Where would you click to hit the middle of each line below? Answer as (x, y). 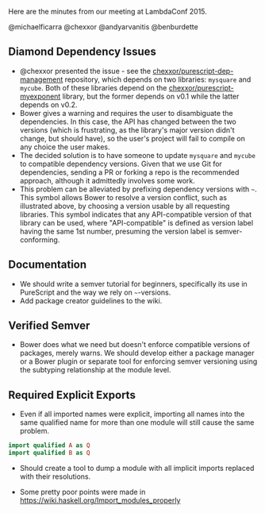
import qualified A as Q (49, 445)
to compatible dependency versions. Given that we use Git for (121, 164)
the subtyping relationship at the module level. (95, 370)
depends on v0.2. (48, 104)
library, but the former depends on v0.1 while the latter (151, 96)
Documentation (48, 265)
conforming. (40, 239)
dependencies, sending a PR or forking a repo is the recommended (129, 172)
